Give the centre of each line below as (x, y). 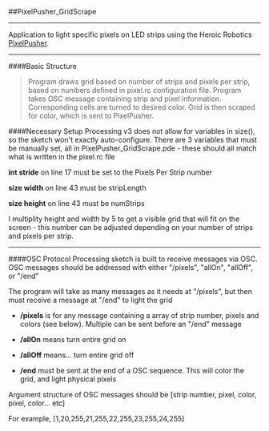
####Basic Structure (43, 66)
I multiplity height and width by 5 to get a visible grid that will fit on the (124, 219)
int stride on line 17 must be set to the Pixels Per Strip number (110, 172)
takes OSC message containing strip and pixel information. (124, 99)
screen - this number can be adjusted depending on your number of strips (131, 227)
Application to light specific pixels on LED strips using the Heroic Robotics (130, 34)
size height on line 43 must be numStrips (77, 203)
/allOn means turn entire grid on (73, 339)
